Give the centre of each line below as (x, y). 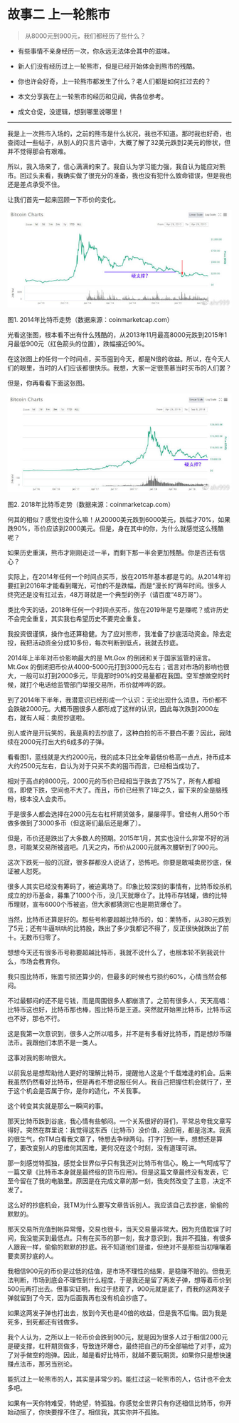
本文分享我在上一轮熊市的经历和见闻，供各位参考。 (92, 96)
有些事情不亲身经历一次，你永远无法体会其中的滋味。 (96, 51)
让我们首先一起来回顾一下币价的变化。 (63, 199)
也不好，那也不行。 (36, 1018)
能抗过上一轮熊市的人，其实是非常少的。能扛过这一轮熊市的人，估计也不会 (116, 1379)
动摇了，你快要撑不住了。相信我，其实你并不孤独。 (88, 1412)
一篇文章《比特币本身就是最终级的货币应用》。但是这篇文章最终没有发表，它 (118, 1172)
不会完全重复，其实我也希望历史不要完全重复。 (76, 618)
